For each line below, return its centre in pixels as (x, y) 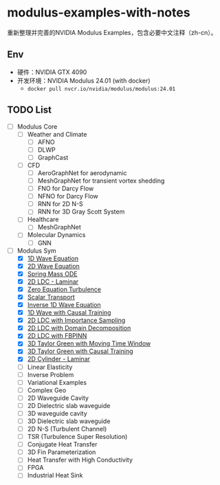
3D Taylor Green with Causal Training (80, 351)
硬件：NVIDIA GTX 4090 (52, 72)
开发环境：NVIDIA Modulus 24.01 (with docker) (84, 80)
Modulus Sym (36, 250)
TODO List (29, 110)
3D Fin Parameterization (62, 452)
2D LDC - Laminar (53, 281)
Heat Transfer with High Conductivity (80, 460)
